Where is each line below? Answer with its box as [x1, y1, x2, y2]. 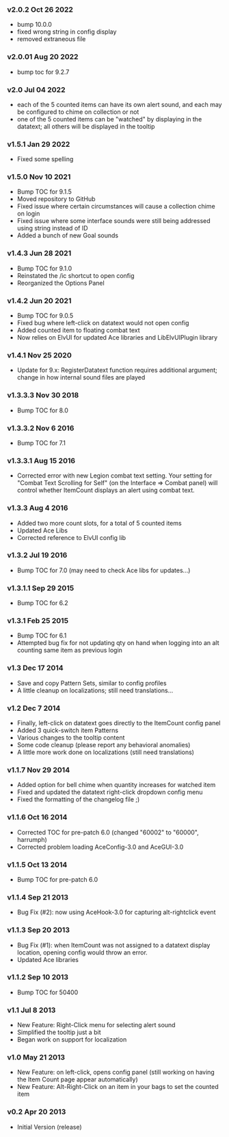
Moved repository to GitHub [16, 195, 96, 203]
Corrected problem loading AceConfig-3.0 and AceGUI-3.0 [16, 843, 184, 851]
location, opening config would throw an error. [16, 948, 148, 957]
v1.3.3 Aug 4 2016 [7, 503, 68, 513]
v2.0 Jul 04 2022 [7, 84, 66, 94]
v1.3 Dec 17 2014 [7, 664, 64, 673]
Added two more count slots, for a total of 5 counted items [16, 519, 183, 527]
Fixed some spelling [16, 155, 74, 163]
